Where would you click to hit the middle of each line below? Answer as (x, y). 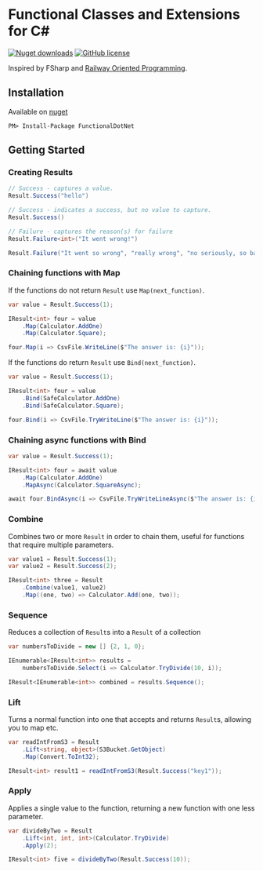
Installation (36, 93)
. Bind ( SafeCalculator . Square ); (73, 406)
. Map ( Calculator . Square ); (65, 333)
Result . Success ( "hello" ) (49, 196)
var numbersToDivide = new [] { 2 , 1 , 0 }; (77, 647)
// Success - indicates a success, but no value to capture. (110, 210)
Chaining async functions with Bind (77, 439)
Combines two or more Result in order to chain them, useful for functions (126, 536)
